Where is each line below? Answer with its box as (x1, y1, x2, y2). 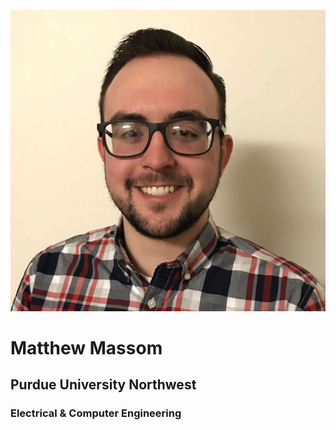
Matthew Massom (10, 336, 163, 359)
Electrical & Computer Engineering (10, 406, 182, 420)
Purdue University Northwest (10, 376, 197, 394)
